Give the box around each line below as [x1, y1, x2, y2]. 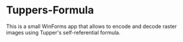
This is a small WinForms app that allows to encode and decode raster [6, 23, 177, 30]
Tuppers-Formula [6, 3, 94, 17]
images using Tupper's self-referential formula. [6, 29, 121, 36]
